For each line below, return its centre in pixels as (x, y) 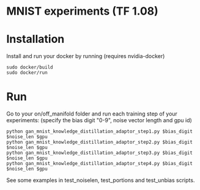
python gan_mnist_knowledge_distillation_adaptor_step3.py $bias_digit (99, 153)
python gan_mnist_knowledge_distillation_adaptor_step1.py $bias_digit (99, 132)
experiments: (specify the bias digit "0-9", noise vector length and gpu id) (99, 120)
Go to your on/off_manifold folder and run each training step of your (92, 114)
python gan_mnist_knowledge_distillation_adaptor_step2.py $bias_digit (99, 142)
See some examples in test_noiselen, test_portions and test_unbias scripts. (101, 180)
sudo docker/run (27, 73)
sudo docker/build (30, 68)
